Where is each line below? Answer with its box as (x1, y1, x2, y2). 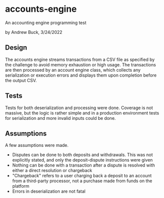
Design (5, 43, 27, 52)
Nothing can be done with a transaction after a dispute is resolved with (12, 162, 155, 168)
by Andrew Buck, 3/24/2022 (5, 29, 63, 35)
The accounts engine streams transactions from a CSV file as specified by (5, 57, 155, 62)
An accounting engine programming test (5, 20, 87, 26)
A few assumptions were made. (5, 142, 69, 148)
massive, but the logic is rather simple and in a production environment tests (5, 110, 159, 116)
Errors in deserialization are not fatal (12, 188, 86, 195)
